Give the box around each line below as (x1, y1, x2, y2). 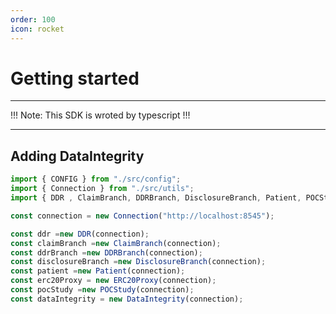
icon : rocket (10, 24, 65, 34)
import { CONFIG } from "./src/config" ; (10, 174, 182, 185)
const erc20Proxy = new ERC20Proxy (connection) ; (10, 276, 217, 286)
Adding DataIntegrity (10, 147, 145, 165)
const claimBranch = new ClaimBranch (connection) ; (10, 238, 222, 248)
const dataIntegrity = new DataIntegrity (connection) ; (10, 294, 244, 304)
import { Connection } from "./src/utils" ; (10, 184, 195, 194)
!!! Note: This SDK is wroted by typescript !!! (10, 109, 191, 121)
